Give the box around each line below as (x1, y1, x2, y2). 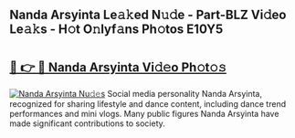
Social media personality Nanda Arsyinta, (107, 89, 263, 99)
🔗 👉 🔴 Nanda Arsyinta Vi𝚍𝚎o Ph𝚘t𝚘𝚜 (9, 59, 227, 75)
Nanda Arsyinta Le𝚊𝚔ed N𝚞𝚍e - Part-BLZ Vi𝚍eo (9, 7, 287, 23)
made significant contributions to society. (9, 118, 166, 129)
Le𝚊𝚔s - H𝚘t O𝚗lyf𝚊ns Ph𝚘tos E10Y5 (9, 22, 224, 37)
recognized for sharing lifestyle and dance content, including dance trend (9, 99, 286, 109)
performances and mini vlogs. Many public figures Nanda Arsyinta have (9, 109, 279, 119)
